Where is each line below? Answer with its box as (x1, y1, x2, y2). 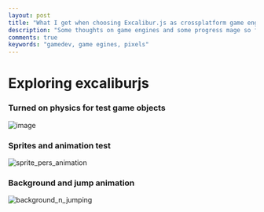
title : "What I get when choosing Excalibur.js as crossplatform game (8, 19, 244, 27)
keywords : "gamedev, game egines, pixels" (8, 41, 149, 49)
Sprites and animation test (8, 140, 112, 151)
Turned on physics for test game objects (8, 103, 167, 114)
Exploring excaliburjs (8, 75, 149, 93)
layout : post (8, 11, 51, 20)
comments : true (8, 33, 58, 42)
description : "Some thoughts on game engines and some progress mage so (8, 26, 251, 34)
